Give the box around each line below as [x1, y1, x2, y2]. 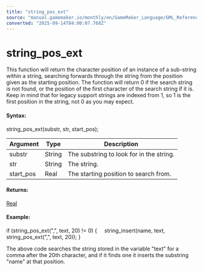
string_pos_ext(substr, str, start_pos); [6, 125, 99, 133]
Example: [6, 214, 31, 221]
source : [6, 14, 26, 21]
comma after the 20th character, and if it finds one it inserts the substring [6, 251, 189, 258]
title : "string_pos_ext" [6, 8, 69, 15]
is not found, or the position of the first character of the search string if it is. [6, 85, 195, 92]
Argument [9, 139, 39, 148]
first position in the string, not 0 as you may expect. [6, 98, 135, 106]
